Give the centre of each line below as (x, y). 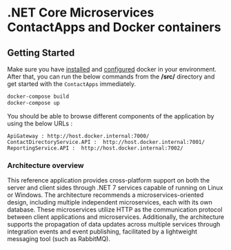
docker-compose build (38, 96)
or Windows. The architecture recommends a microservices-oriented (106, 195)
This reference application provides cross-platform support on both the (109, 180)
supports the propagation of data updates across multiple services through (114, 225)
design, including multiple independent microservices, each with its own (110, 202)
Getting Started (41, 53)
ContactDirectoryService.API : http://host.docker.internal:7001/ (106, 142)
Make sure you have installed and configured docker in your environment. (112, 69)
